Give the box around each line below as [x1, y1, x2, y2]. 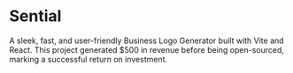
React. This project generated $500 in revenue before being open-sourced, [9, 44, 285, 55]
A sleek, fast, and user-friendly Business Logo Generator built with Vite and [9, 35, 285, 46]
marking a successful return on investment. [9, 54, 168, 64]
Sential [9, 6, 62, 26]
